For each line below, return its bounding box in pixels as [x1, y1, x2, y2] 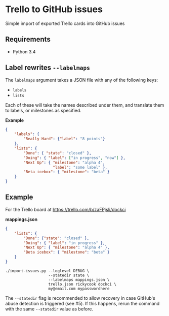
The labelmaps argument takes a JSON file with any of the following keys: [5, 77, 158, 83]
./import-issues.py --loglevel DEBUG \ [5, 268, 90, 273]
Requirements [5, 35, 51, 44]
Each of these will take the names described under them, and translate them [5, 102, 164, 108]
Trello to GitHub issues [5, 4, 103, 15]
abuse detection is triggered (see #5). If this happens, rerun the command [5, 300, 160, 306]
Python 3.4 [12, 48, 36, 54]
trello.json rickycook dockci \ [48, 281, 116, 287]
